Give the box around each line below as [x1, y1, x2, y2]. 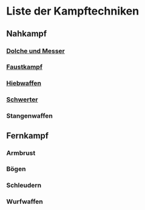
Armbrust [6, 149, 36, 157]
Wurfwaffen [6, 197, 44, 206]
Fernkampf [6, 130, 49, 141]
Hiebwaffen [6, 79, 41, 87]
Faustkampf [6, 63, 42, 71]
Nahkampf [6, 29, 47, 39]
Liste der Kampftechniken [6, 4, 140, 18]
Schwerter [6, 95, 38, 104]
